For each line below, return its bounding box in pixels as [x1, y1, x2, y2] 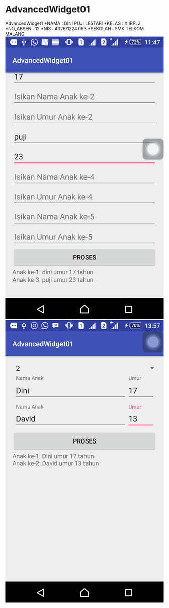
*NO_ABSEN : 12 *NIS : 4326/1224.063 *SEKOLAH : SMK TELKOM [5, 25, 144, 31]
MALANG [5, 31, 25, 37]
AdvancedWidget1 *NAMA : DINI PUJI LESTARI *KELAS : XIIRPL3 [5, 20, 141, 26]
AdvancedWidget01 [5, 4, 91, 15]
